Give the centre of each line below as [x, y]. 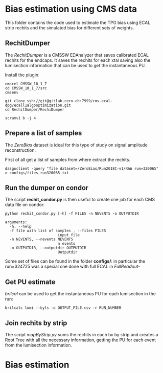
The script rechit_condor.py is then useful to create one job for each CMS [80, 200]
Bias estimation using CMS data [71, 9]
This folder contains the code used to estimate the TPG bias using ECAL [78, 23]
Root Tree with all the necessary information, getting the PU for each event [81, 340]
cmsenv [12, 92]
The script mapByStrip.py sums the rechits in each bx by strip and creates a [81, 335]
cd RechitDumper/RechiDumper [35, 109]
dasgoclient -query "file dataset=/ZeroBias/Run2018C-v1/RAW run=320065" [82, 168]
